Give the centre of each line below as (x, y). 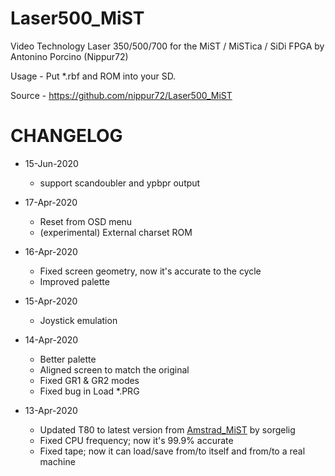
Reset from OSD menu (86, 221)
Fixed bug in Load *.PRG (89, 391)
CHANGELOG (66, 136)
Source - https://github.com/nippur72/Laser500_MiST (121, 95)
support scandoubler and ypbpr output (120, 183)
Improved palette (74, 281)
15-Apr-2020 (51, 301)
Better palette (68, 359)
